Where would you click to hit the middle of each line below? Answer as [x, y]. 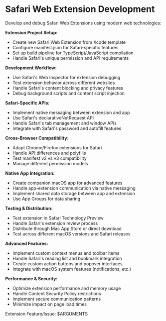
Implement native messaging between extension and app [71, 112]
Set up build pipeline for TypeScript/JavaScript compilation [73, 53]
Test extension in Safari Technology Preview [58, 218]
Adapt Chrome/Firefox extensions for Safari [57, 147]
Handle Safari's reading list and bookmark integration [67, 258]
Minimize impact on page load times [50, 304]
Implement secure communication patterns [57, 299]
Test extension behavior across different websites [64, 83]
